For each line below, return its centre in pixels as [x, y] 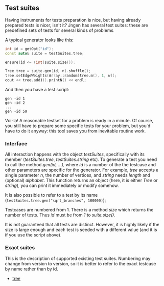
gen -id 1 [15, 99]
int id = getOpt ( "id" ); [29, 49]
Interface [16, 143]
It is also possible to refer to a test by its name [51, 195]
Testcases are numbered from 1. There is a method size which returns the [79, 210]
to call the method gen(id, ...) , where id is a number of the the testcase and [81, 165]
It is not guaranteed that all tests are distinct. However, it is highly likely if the [82, 225]
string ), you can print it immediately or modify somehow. [62, 185]
